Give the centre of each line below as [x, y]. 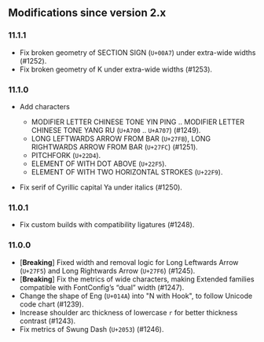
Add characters [45, 106]
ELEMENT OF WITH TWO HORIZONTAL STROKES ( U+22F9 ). [127, 171]
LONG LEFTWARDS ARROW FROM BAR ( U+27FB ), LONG [121, 138]
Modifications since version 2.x [87, 13]
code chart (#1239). [51, 304]
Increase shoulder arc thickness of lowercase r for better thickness [128, 312]
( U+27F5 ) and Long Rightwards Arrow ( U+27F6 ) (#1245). [107, 270]
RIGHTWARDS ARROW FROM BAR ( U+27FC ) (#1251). [114, 147]
